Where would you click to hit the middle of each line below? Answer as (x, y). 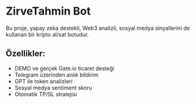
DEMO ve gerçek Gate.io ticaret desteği (64, 68)
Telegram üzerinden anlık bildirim (56, 75)
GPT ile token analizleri (43, 81)
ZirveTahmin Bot (48, 11)
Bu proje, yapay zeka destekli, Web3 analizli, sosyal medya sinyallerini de (98, 28)
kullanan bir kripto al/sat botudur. (47, 34)
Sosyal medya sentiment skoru (53, 88)
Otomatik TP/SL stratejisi (46, 94)
